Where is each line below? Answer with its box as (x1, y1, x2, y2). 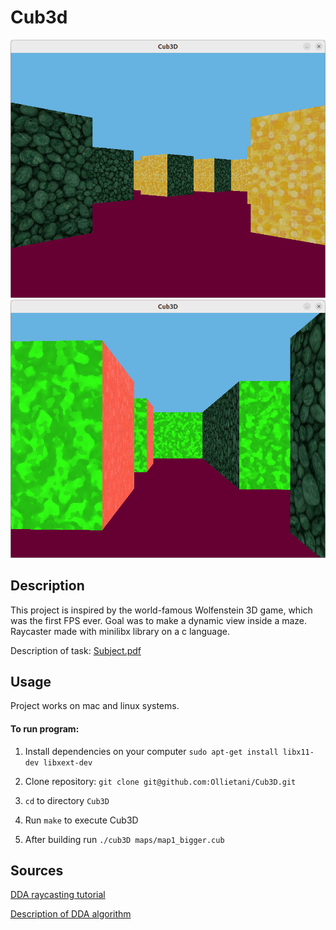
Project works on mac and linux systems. (10, 700, 180, 712)
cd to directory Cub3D (24, 794, 110, 806)
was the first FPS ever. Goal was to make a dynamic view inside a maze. (10, 614, 308, 626)
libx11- (282, 747, 315, 757)
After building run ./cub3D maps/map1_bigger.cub (24, 833, 225, 845)
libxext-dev (43, 757, 93, 768)
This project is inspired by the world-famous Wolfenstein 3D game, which (10, 604, 313, 616)
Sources (10, 862, 64, 879)
